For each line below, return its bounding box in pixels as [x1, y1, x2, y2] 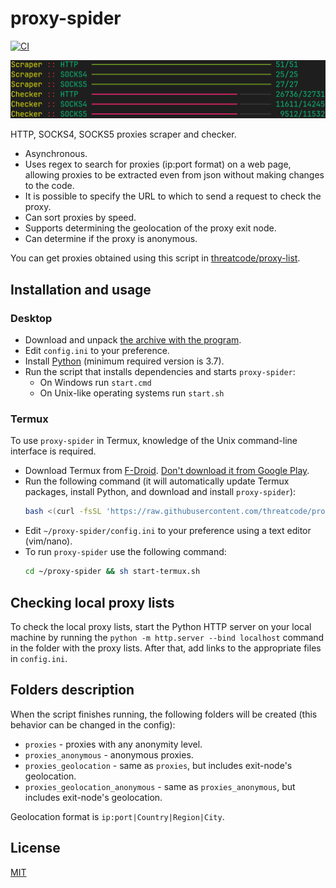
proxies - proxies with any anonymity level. [24, 738, 203, 750]
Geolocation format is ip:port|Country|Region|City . [10, 810, 225, 822]
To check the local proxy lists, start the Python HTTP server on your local [10, 621, 312, 632]
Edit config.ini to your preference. [24, 345, 170, 357]
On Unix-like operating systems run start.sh [39, 387, 225, 399]
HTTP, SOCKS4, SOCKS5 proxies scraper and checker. [10, 128, 237, 141]
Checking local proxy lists [10, 594, 175, 611]
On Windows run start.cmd [39, 377, 152, 389]
